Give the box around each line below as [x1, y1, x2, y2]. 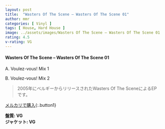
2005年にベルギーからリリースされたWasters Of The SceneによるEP [17, 85, 157, 91]
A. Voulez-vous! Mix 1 [5, 65, 49, 72]
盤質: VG [5, 112, 23, 119]
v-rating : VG [5, 40, 32, 44]
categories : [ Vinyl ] [5, 21, 52, 26]
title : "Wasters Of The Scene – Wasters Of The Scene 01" [5, 12, 129, 17]
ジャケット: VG [5, 119, 36, 125]
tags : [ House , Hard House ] [5, 26, 65, 31]
